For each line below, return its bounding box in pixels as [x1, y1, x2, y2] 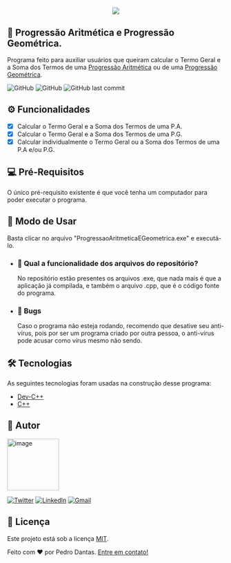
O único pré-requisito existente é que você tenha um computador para [7, 188, 208, 196]
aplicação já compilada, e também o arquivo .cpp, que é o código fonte [17, 281, 219, 289]
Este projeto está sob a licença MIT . [7, 534, 109, 542]
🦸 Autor [7, 420, 41, 432]
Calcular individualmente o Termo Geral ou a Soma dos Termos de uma [17, 137, 220, 146]
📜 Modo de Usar [7, 216, 77, 227]
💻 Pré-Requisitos [7, 166, 85, 178]
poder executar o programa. [7, 195, 88, 204]
